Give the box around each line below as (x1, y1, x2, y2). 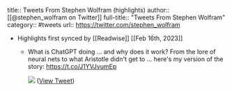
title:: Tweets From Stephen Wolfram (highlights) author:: (7, 6, 170, 14)
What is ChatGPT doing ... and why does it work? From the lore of (27, 48, 216, 56)
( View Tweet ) (36, 76, 75, 85)
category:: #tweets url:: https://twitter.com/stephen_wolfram (7, 21, 180, 28)
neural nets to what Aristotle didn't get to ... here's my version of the (27, 55, 224, 63)
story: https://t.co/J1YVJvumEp (27, 63, 117, 70)
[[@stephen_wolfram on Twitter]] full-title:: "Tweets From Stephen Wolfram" (7, 13, 226, 22)
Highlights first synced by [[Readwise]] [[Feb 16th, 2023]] (17, 34, 183, 42)
